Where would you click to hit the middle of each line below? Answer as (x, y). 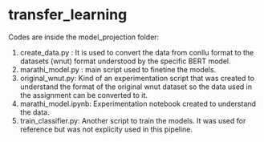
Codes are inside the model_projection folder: (84, 37)
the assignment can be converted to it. (84, 95)
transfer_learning (68, 15)
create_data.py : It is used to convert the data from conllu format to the (137, 52)
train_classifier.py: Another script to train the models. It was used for (133, 120)
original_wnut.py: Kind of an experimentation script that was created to (137, 78)
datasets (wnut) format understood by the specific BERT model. (125, 61)
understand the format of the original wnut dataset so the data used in (136, 87)
